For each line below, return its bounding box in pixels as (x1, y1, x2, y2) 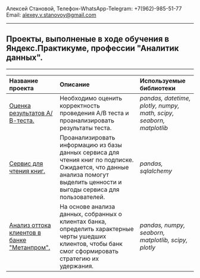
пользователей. (59, 192, 105, 201)
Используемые (139, 77, 186, 85)
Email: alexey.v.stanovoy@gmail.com (6, 11, 96, 18)
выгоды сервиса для (59, 185, 120, 194)
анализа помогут (59, 170, 109, 179)
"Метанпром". (9, 243, 51, 251)
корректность (59, 101, 100, 109)
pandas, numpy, (139, 221, 186, 229)
